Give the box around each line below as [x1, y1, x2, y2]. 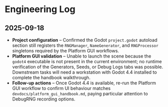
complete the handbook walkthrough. [12, 75, 91, 80]
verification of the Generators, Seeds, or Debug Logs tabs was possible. [12, 64, 163, 70]
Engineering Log [5, 4, 76, 15]
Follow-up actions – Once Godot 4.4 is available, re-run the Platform [12, 80, 156, 86]
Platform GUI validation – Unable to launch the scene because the [12, 53, 152, 59]
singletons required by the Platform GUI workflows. [12, 48, 119, 54]
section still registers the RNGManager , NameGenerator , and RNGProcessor [12, 42, 158, 48]
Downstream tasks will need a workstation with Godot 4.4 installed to [12, 69, 157, 75]
